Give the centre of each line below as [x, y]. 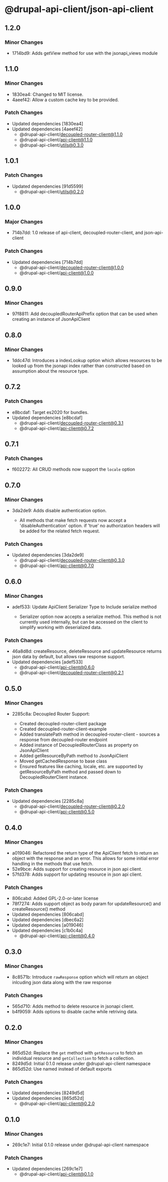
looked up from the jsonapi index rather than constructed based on [81, 366]
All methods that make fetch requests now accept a [73, 520]
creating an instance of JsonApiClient [51, 319]
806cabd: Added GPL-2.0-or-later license [55, 898]
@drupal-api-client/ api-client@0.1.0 [56, 1174]
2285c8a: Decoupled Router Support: [51, 714]
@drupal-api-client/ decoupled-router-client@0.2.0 [72, 806]
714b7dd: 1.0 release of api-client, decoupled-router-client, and [77, 233]
